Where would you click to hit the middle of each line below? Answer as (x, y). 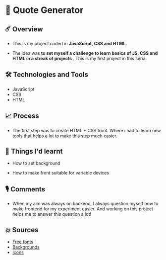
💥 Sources (22, 230)
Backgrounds (26, 247)
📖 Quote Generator (44, 10)
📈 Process (22, 116)
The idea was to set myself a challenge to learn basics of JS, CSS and (85, 53)
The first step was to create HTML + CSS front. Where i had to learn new (86, 130)
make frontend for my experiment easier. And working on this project (83, 209)
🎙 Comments (25, 189)
